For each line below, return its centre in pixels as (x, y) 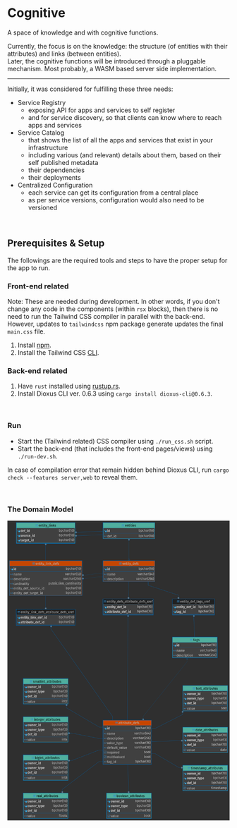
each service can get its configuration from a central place (113, 193)
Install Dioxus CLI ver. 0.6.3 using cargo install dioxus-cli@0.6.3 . (115, 394)
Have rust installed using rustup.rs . (69, 386)
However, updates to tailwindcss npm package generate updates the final (115, 324)
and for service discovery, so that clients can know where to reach (125, 117)
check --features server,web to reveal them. (73, 477)
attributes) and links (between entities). (64, 54)
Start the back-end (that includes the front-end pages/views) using (115, 449)
